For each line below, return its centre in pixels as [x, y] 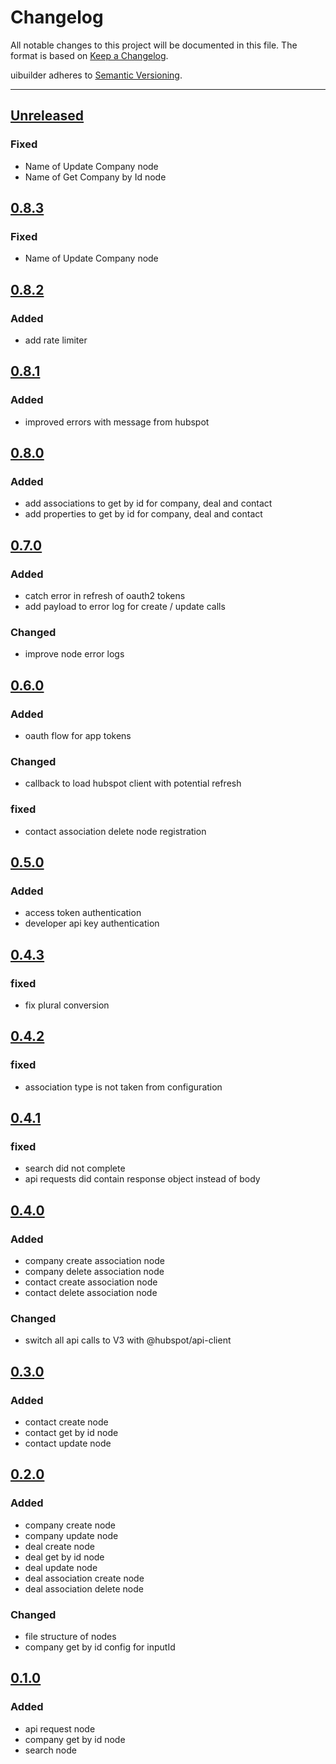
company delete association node [94, 1272]
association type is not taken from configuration [123, 1087]
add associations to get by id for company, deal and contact [148, 503]
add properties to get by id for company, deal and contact [143, 514]
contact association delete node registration [115, 831]
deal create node [59, 1546]
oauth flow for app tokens [78, 736]
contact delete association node [91, 1293]
